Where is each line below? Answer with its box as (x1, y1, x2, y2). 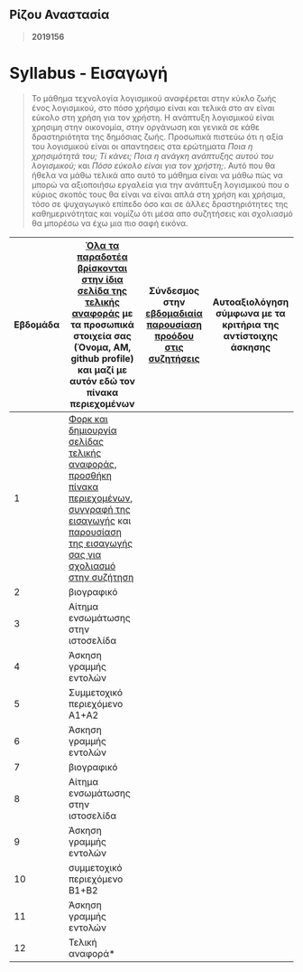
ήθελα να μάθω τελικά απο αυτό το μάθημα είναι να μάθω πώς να (31, 169, 284, 180)
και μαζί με (77, 363, 128, 376)
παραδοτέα (76, 250, 128, 263)
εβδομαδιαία (145, 307, 203, 319)
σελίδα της (77, 284, 128, 297)
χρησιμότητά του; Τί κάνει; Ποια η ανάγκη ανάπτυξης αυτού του (31, 150, 274, 161)
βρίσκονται (77, 261, 128, 274)
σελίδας (68, 435, 105, 448)
